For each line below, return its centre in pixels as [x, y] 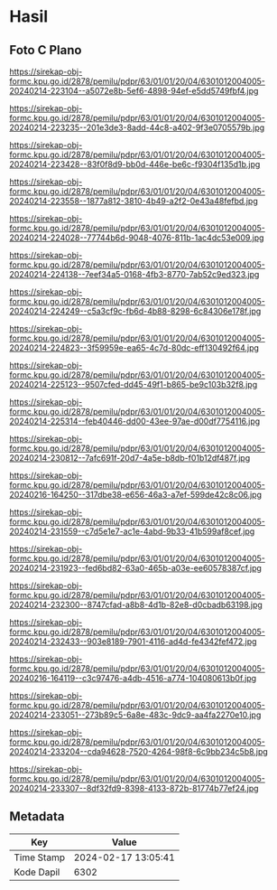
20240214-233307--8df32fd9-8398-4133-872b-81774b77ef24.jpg [134, 788]
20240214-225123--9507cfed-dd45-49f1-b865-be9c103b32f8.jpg [134, 384]
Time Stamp [40, 857]
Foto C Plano [46, 50]
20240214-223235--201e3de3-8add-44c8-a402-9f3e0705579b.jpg [137, 127]
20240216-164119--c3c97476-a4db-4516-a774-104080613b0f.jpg [133, 678]
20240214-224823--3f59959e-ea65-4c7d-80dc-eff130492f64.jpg [134, 348]
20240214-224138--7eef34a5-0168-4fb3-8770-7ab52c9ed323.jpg [134, 274]
